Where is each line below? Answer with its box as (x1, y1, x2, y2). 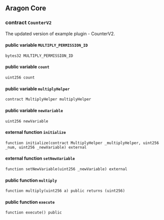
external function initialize (5, 129, 66, 135)
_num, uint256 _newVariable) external (5, 144, 87, 150)
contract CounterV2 (5, 19, 52, 26)
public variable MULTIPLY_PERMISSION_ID (5, 42, 88, 48)
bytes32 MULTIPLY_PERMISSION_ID (5, 53, 73, 58)
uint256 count (5, 75, 35, 80)
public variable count (5, 64, 49, 70)
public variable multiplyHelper (5, 86, 70, 92)
